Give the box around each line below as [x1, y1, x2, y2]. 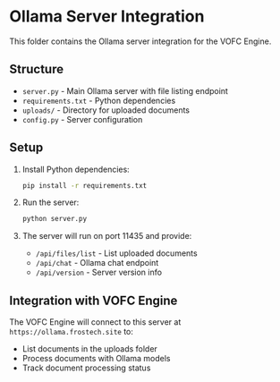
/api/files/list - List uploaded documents [35, 248, 199, 259]
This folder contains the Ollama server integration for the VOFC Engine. [9, 36, 272, 47]
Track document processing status [21, 362, 151, 373]
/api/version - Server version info [35, 267, 163, 278]
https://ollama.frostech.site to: [9, 327, 134, 337]
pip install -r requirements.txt [21, 181, 148, 190]
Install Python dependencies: [21, 164, 130, 174]
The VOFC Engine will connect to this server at [9, 317, 182, 327]
